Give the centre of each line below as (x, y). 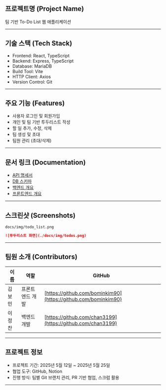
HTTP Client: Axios (31, 77)
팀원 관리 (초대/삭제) (32, 141)
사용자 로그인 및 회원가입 (36, 116)
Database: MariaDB (32, 66)
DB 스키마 (22, 181)
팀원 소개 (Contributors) (41, 257)
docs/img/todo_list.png (30, 227)
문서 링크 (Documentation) (45, 162)
